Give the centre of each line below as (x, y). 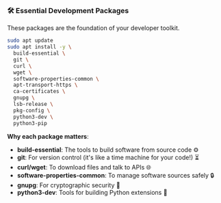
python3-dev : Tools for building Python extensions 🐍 (92, 192)
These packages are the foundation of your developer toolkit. (93, 28)
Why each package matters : (48, 136)
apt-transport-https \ (45, 85)
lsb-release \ (33, 105)
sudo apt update (30, 41)
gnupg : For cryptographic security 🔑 (69, 185)
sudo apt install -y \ (39, 47)
